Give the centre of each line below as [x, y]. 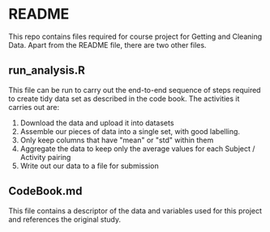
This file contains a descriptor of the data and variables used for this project [135, 210]
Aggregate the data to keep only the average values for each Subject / [137, 148]
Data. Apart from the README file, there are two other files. [107, 44]
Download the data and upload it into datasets [97, 123]
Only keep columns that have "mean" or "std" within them [117, 140]
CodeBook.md [45, 191]
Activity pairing [45, 157]
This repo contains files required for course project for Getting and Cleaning [135, 36]
